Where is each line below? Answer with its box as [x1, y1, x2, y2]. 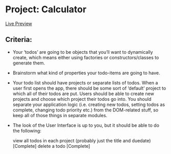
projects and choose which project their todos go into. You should [12, 96, 152, 102]
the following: [12, 127, 42, 134]
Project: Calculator [5, 4, 87, 15]
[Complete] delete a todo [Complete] [12, 143, 90, 149]
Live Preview [5, 20, 32, 27]
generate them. [12, 60, 45, 66]
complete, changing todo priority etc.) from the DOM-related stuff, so [12, 106, 159, 113]
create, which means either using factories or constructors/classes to [12, 54, 159, 60]
